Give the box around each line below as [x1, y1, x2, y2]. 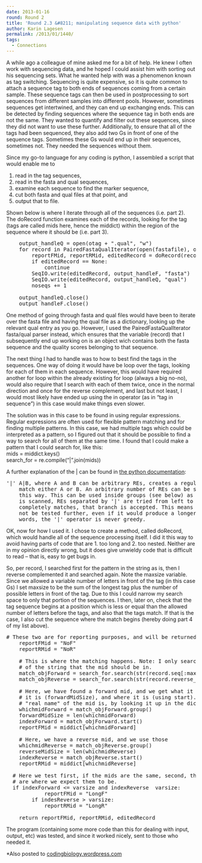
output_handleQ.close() [19, 294, 89, 301]
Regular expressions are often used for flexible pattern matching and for [6, 418, 185, 425]
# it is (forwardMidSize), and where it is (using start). [19, 694, 197, 700]
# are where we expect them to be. [12, 778, 118, 785]
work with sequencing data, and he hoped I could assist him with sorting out [6, 65, 195, 72]
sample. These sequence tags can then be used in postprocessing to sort [6, 91, 189, 98]
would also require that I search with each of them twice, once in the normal [6, 381, 195, 388]
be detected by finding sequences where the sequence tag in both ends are [6, 110, 194, 117]
